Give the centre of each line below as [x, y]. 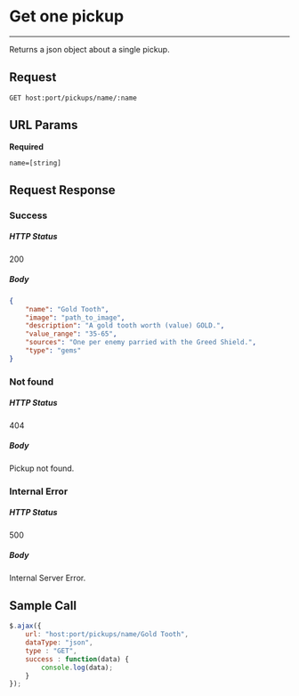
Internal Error [39, 491]
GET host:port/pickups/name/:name [73, 98]
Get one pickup [67, 16]
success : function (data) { [77, 659]
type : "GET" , [51, 651]
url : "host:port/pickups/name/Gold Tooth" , [107, 635]
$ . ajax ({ [25, 626]
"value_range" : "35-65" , [71, 334]
